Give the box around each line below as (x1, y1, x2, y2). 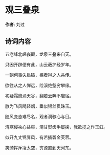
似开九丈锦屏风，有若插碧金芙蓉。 (5, 134, 74, 140)
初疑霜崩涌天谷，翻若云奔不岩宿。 (5, 92, 74, 98)
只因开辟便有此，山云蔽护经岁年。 (5, 62, 74, 67)
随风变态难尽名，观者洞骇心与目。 (5, 113, 74, 119)
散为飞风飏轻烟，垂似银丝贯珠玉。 (5, 103, 74, 109)
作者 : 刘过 (5, 22, 25, 27)
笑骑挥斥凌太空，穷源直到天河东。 (5, 145, 74, 151)
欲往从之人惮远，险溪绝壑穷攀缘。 (5, 82, 74, 88)
